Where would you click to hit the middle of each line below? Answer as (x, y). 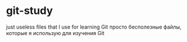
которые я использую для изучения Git (55, 33)
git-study (29, 11)
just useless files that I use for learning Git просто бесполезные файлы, (94, 27)
